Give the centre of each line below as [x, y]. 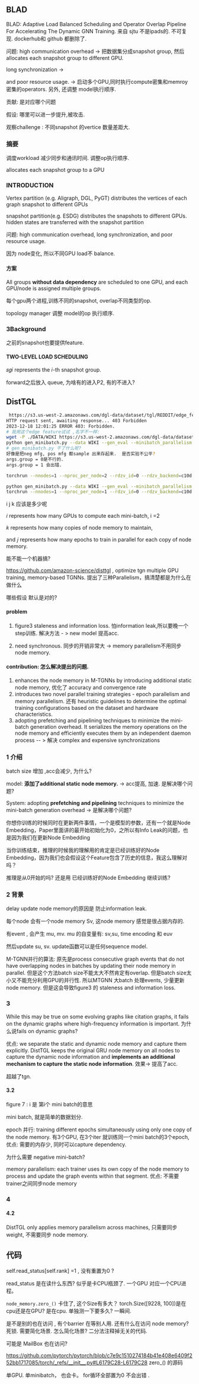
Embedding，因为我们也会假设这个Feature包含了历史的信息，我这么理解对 [97, 858]
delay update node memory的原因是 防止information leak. [76, 908]
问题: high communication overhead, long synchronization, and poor [89, 235]
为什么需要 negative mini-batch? [46, 1157]
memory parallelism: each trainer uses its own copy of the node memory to [98, 1169]
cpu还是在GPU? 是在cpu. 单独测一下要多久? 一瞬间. [69, 1311]
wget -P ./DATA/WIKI [32, 437]
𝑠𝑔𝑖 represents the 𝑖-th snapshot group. [54, 370]
